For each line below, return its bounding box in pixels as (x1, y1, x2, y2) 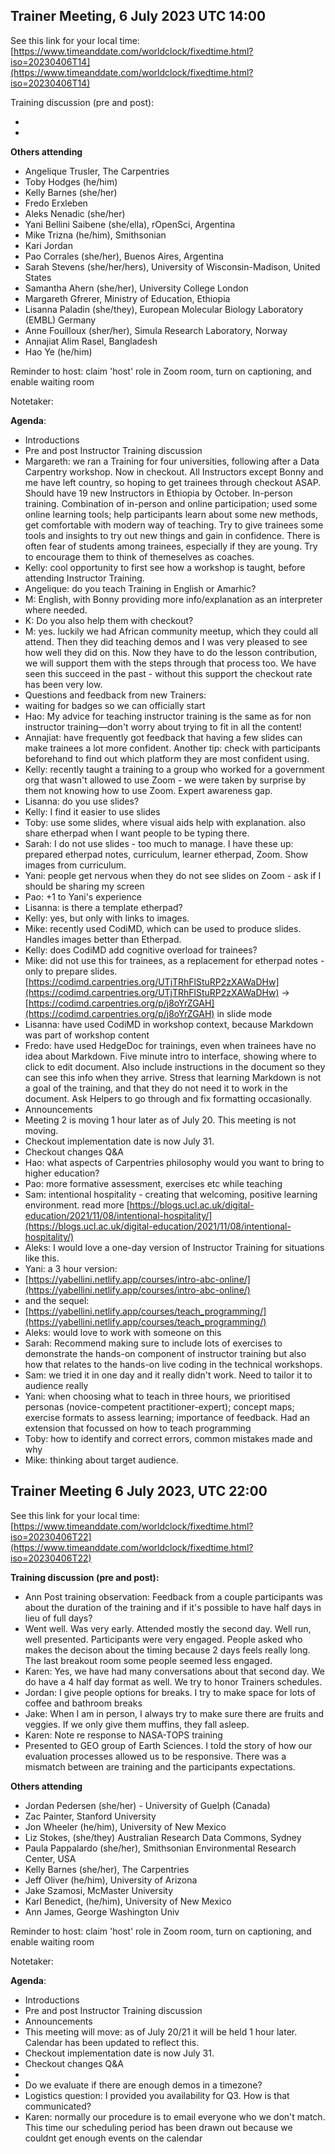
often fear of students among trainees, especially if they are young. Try (24, 540, 318, 552)
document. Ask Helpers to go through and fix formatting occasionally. (24, 1092, 313, 1104)
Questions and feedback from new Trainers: (24, 689, 207, 701)
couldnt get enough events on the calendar (24, 2132, 203, 2144)
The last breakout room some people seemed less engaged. (24, 1654, 273, 1666)
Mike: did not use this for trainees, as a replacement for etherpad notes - (24, 954, 325, 966)
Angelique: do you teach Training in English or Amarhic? (24, 582, 257, 594)
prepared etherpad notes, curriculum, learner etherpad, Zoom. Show (24, 848, 309, 860)
